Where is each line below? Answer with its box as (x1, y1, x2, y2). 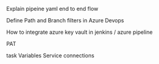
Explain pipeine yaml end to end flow (6, 5, 99, 12)
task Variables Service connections (6, 52, 95, 59)
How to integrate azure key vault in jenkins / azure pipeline (6, 28, 153, 36)
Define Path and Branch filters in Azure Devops (6, 17, 124, 24)
